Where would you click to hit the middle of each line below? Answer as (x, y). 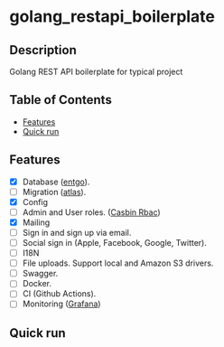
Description (43, 50)
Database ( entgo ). (56, 182)
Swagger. (40, 274)
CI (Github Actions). (59, 294)
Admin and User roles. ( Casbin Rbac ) (91, 212)
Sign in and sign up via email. (77, 232)
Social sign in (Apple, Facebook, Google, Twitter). (115, 243)
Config (35, 202)
